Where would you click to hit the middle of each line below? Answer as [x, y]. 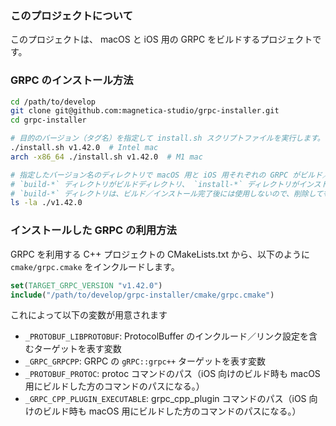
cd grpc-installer [48, 120]
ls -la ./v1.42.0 [46, 203]
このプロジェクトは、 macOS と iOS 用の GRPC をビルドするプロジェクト [161, 39]
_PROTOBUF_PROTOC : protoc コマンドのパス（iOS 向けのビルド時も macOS [172, 374]
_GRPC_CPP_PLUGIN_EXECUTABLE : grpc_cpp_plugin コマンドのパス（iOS [165, 399]
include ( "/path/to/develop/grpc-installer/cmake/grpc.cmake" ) [142, 295]
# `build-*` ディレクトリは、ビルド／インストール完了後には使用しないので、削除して [166, 193]
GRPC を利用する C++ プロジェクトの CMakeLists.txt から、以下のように [160, 254]
